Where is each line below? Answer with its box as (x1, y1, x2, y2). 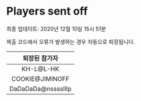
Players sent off (6, 4, 89, 18)
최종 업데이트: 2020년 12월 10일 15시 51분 (6, 25, 106, 32)
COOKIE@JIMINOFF (11, 74, 70, 83)
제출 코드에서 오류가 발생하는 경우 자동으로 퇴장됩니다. (6, 38, 136, 45)
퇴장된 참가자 (22, 54, 59, 62)
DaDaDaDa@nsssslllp (9, 84, 72, 92)
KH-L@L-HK (21, 64, 60, 73)
